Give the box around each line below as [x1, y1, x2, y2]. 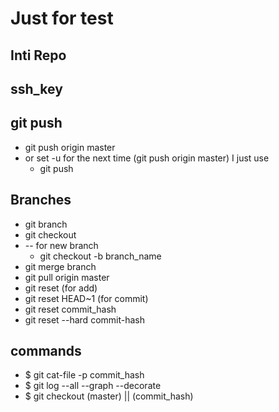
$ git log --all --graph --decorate [24, 380, 162, 392]
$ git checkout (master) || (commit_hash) [24, 390, 194, 402]
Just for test [10, 7, 114, 30]
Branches [10, 192, 72, 209]
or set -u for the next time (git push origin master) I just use [24, 152, 270, 164]
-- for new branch [24, 239, 99, 251]
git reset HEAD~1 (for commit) [24, 292, 149, 304]
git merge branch [24, 260, 97, 272]
